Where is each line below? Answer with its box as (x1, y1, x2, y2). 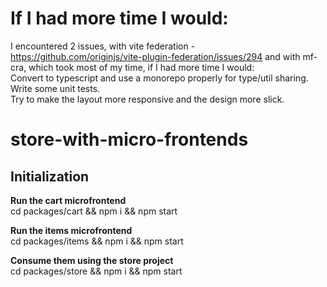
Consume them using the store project (10, 254, 174, 266)
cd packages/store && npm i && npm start (10, 265, 183, 277)
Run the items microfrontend (10, 224, 133, 236)
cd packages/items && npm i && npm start (10, 235, 184, 247)
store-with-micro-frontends (10, 128, 249, 151)
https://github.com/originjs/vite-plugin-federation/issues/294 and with (10, 50, 301, 62)
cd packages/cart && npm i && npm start (10, 205, 178, 217)
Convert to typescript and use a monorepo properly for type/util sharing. (10, 72, 309, 84)
